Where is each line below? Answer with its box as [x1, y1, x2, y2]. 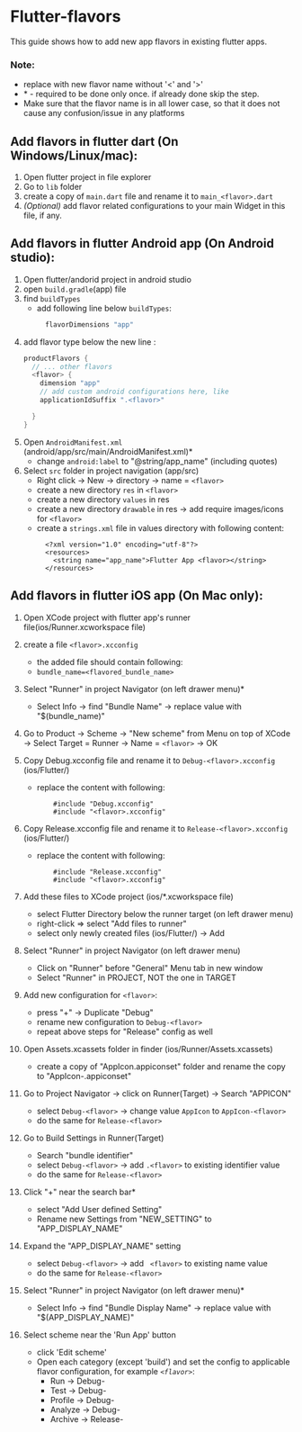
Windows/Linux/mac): [10, 148, 138, 163]
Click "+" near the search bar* [22, 1186, 136, 1197]
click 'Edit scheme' [36, 1346, 107, 1357]
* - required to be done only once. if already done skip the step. [22, 88, 260, 100]
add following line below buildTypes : [36, 302, 172, 313]
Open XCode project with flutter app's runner [22, 612, 191, 623]
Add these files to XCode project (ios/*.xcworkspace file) [22, 891, 235, 902]
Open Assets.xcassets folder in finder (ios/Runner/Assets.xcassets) [22, 1043, 273, 1054]
